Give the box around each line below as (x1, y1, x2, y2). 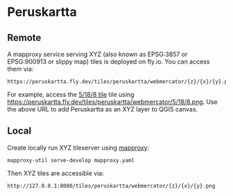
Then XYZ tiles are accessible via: (7, 169, 104, 177)
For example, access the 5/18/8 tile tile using (7, 91, 135, 98)
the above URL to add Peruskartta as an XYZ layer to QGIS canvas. (7, 105, 198, 113)
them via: (7, 65, 34, 73)
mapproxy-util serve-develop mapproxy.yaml (7, 157, 135, 163)
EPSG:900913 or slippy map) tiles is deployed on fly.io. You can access (7, 57, 210, 66)
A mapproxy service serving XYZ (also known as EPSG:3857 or (7, 50, 188, 58)
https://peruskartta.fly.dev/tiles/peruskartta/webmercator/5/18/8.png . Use (7, 98, 218, 106)
